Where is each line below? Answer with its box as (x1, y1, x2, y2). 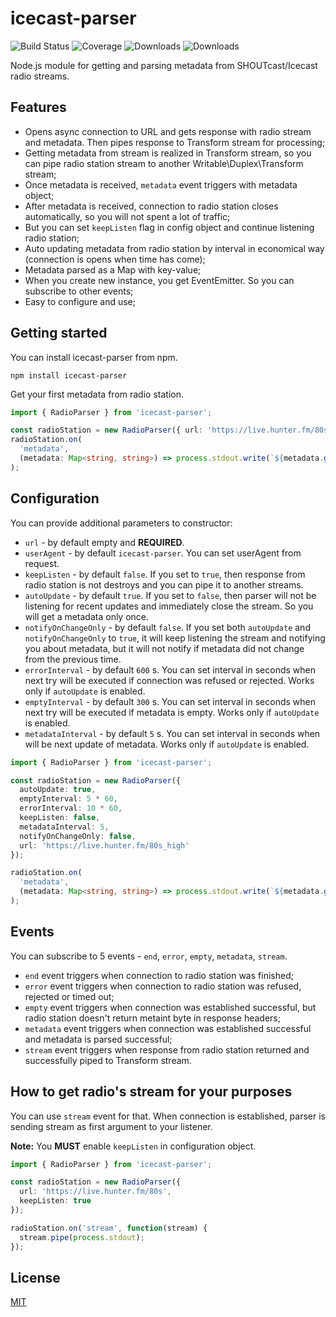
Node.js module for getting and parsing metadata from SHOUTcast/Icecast (10, 59, 318, 71)
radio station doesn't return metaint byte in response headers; (24, 1012, 281, 1024)
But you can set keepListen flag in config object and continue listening (24, 221, 315, 233)
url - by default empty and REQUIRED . (24, 536, 185, 548)
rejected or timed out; (24, 990, 115, 1002)
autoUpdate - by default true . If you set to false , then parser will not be (24, 589, 317, 601)
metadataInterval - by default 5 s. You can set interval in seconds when (24, 727, 321, 739)
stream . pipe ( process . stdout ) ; (19, 1232, 145, 1242)
